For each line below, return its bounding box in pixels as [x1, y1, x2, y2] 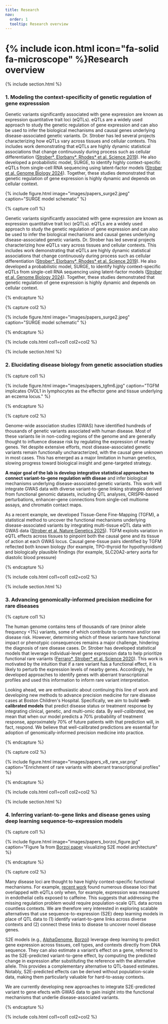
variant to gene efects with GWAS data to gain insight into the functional [5, 989, 154, 995]
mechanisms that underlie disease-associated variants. [5, 994, 119, 1000]
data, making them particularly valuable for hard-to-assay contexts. [5, 974, 145, 980]
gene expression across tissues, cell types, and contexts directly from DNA [5, 942, 160, 948]
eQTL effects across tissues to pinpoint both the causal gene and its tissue [5, 533, 159, 539]
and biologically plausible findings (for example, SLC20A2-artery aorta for [5, 549, 158, 555]
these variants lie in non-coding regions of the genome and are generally [5, 433, 156, 439]
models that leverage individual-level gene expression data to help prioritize [5, 650, 162, 657]
